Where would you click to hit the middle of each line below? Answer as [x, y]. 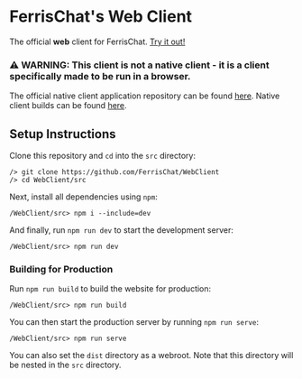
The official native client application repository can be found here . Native [145, 96]
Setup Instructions [63, 134]
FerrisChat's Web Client [101, 17]
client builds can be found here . [69, 106]
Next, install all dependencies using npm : [83, 197]
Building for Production [61, 269]
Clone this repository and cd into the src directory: [103, 156]
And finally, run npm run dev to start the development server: [122, 230]
